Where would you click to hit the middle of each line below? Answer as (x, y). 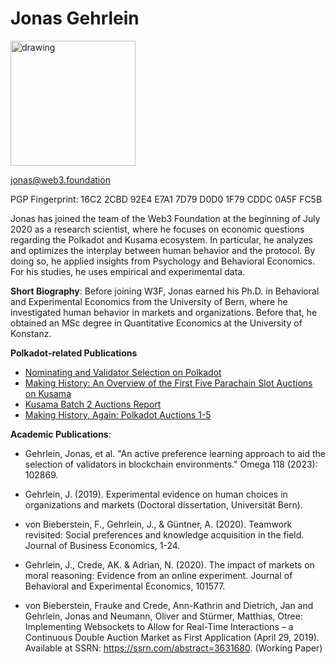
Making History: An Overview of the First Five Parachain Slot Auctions (168, 383)
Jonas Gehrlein (75, 18)
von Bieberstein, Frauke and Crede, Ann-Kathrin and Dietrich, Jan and (169, 605)
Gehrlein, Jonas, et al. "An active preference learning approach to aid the (175, 453)
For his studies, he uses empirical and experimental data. (128, 271)
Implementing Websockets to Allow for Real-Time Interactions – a (159, 626)
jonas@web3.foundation (60, 179)
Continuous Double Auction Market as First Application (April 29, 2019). (172, 637)
